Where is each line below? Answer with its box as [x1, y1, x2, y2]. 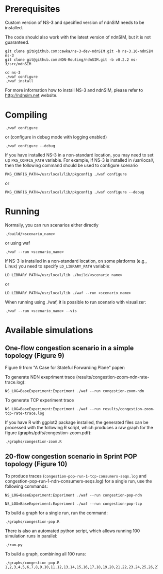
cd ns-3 [5, 70, 21, 75]
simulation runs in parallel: [5, 533, 57, 539]
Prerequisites [5, 3, 61, 15]
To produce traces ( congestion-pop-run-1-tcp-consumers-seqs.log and [5, 473, 147, 478]
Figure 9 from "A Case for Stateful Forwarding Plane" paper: [5, 364, 125, 370]
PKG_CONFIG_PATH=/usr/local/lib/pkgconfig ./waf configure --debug [5, 190, 145, 194]
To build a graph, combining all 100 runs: [5, 551, 86, 556]
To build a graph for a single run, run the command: [5, 510, 108, 516]
